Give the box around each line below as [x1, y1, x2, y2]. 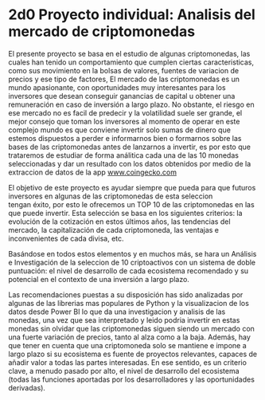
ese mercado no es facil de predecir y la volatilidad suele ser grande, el [8, 108, 243, 117]
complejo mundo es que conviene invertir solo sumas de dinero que [8, 125, 231, 135]
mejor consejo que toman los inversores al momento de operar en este [8, 116, 240, 126]
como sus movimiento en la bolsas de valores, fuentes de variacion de [8, 65, 240, 75]
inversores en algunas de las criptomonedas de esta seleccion [8, 191, 213, 201]
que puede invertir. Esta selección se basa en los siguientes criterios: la [8, 208, 243, 218]
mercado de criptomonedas [8, 22, 196, 41]
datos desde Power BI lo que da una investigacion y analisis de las [8, 307, 226, 316]
